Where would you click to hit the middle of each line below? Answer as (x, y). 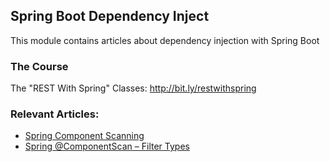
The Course (39, 66)
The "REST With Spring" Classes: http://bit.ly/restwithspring (133, 88)
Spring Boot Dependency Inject (110, 16)
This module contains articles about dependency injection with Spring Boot (165, 40)
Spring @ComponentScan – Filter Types (107, 146)
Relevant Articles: (55, 114)
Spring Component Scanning (84, 136)
